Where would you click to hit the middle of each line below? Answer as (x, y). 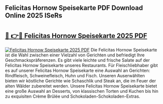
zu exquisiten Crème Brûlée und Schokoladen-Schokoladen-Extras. (72, 96)
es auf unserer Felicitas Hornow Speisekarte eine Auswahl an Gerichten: (78, 70)
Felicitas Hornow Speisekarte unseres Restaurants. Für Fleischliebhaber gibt (81, 65)
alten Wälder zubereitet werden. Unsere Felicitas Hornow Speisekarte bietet (81, 86)
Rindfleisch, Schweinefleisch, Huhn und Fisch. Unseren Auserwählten (75, 76)
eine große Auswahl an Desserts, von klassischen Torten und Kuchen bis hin (82, 91)
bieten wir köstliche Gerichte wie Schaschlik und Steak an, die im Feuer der (81, 81)
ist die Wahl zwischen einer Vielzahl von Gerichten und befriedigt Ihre (75, 55)
